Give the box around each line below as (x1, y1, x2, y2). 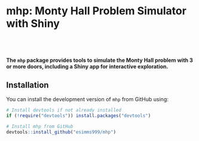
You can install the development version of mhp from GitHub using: (6, 96, 169, 103)
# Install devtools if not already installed (6, 107, 121, 114)
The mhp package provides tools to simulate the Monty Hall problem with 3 (6, 57, 193, 64)
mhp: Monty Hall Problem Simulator (6, 4, 187, 18)
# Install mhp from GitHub (6, 124, 74, 130)
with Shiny (6, 17, 60, 30)
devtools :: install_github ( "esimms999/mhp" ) (6, 129, 117, 135)
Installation (6, 80, 49, 90)
